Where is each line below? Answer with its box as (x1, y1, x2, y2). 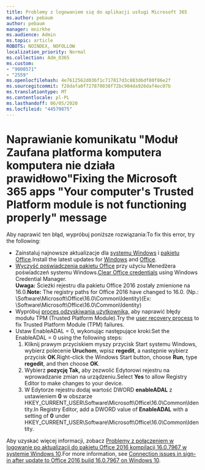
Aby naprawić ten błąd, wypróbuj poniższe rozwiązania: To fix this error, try (6, 231, 195, 238)
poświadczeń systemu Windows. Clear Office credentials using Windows (15, 269, 198, 276)
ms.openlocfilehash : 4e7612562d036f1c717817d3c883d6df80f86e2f (6, 77, 171, 83)
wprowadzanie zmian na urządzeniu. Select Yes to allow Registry (24, 373, 188, 380)
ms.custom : (6, 60, 34, 66)
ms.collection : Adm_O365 (6, 55, 70, 61)
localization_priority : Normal (6, 49, 86, 55)
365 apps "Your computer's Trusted (6, 185, 194, 198)
